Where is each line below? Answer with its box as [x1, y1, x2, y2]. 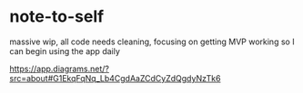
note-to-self [9, 6, 105, 27]
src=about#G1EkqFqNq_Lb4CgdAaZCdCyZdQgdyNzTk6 [9, 72, 221, 83]
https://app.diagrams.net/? [9, 63, 110, 74]
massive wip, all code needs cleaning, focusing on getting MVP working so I [9, 36, 295, 47]
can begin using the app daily [9, 45, 121, 56]
